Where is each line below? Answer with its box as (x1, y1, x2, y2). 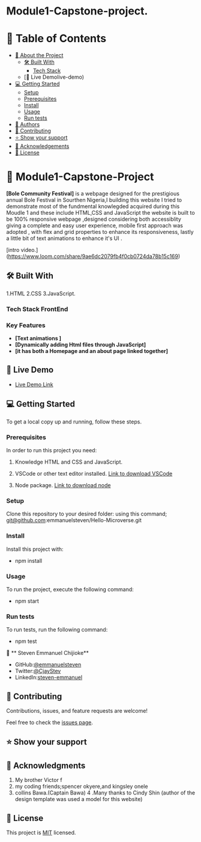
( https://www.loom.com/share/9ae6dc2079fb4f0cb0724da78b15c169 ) (6, 253, 181, 260)
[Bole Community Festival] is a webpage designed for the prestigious (6, 190, 180, 197)
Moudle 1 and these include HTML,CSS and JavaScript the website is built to (6, 209, 195, 217)
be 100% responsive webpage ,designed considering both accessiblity (6, 215, 182, 223)
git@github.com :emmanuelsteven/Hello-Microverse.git (6, 517, 142, 524)
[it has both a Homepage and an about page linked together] (14, 348, 169, 355)
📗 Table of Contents (6, 32, 107, 46)
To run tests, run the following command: (6, 626, 108, 633)
